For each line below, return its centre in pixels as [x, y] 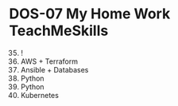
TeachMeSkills [59, 31]
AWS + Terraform [49, 61]
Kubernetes [39, 95]
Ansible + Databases [54, 69]
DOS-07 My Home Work [90, 14]
